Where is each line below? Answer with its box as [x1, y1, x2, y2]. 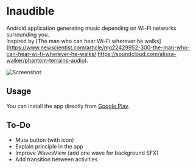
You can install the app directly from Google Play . [6, 102, 130, 110]
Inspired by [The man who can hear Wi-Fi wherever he [6, 37, 144, 44]
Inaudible [6, 4, 55, 18]
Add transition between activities [15, 155, 98, 163]
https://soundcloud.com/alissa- [97, 50, 177, 57]
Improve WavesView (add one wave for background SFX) [15, 149, 159, 156]
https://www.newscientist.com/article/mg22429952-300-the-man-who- [8, 44, 190, 51]
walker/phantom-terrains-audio [6, 57, 85, 64]
